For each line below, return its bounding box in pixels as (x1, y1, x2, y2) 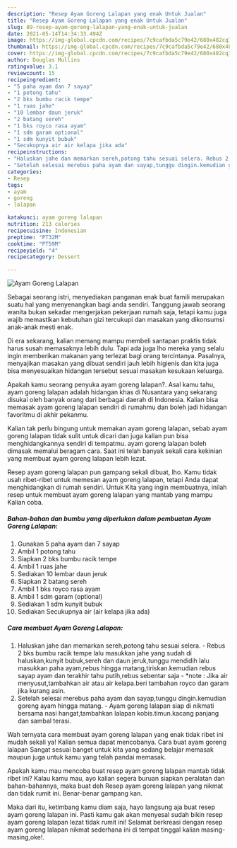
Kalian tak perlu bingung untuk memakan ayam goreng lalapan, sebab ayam (7, 424, 228, 432)
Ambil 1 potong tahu (17, 547, 76, 556)
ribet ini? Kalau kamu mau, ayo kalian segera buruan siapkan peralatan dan (7, 774, 225, 783)
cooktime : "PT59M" (7, 240, 61, 248)
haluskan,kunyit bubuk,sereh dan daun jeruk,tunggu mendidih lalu (17, 656, 209, 665)
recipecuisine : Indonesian (7, 227, 87, 234)
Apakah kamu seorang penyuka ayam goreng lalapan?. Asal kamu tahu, (7, 380, 215, 389)
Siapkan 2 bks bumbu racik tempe (17, 555, 118, 563)
